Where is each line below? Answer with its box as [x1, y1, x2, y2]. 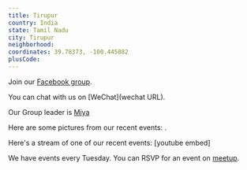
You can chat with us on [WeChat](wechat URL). [8, 92, 166, 102]
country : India [8, 19, 58, 27]
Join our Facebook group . [8, 76, 92, 87]
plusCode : [8, 56, 41, 64]
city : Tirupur [8, 33, 55, 42]
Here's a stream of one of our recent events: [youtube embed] [8, 138, 211, 147]
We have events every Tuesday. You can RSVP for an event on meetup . [8, 153, 240, 162]
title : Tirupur [8, 11, 58, 20]
